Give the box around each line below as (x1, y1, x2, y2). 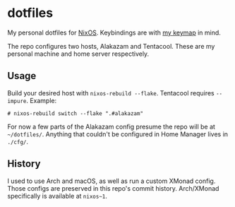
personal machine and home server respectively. (7, 49, 150, 58)
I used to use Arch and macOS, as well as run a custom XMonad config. (7, 177, 216, 185)
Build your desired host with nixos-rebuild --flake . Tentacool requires (7, 88, 215, 97)
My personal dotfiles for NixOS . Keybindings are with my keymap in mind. (7, 28, 221, 37)
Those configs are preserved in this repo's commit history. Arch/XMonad (7, 184, 219, 192)
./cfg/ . (7, 137, 28, 146)
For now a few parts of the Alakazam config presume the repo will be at (7, 122, 215, 131)
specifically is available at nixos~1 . (7, 191, 108, 200)
